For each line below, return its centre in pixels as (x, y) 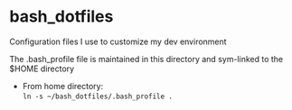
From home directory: (63, 86)
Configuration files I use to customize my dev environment (118, 41)
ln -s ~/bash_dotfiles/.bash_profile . (98, 96)
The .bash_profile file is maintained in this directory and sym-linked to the (146, 59)
